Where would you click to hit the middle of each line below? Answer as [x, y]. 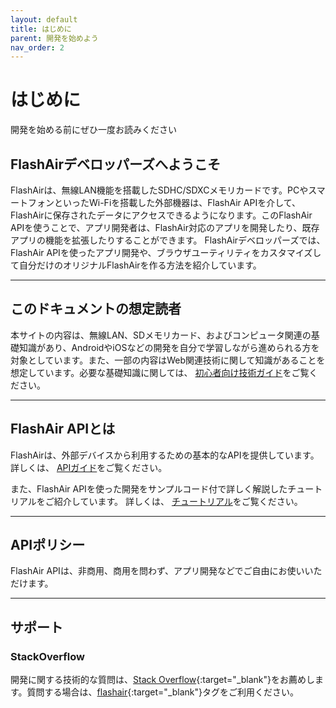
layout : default [44, 19]
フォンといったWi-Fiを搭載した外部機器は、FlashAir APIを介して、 [164, 202]
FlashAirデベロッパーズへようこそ [115, 164]
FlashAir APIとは [63, 429]
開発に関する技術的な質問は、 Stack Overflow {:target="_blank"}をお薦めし [163, 680]
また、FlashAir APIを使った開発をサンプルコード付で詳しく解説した [149, 488]
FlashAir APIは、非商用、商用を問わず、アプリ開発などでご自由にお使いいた [166, 571]
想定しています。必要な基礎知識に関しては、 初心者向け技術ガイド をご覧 [160, 372]
